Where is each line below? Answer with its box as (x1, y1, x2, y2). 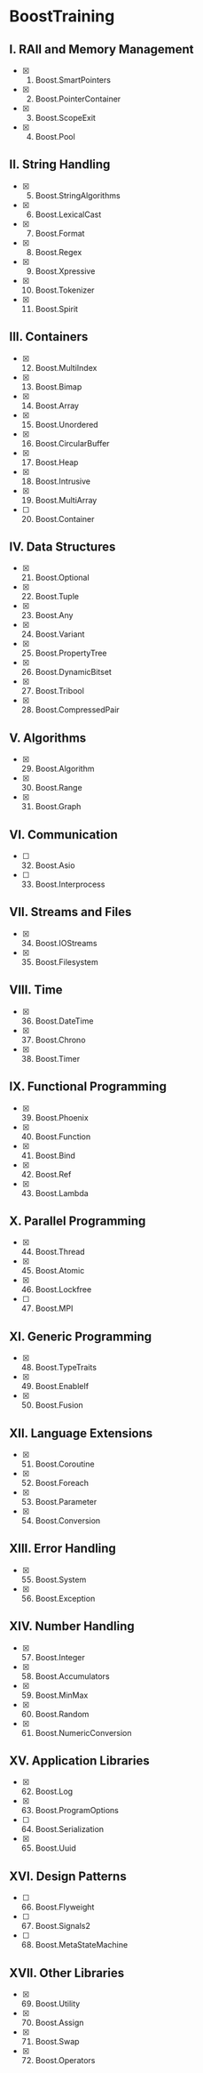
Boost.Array (35, 400, 80, 411)
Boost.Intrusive (35, 476, 91, 486)
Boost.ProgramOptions (35, 1805, 120, 1816)
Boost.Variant (35, 629, 85, 639)
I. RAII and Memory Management (9, 42, 194, 57)
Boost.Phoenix (35, 1112, 89, 1122)
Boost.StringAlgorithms (35, 189, 121, 201)
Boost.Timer (35, 1053, 81, 1064)
